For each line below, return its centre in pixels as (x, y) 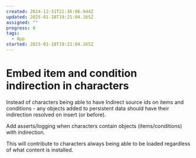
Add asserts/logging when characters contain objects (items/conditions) (94, 126)
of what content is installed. (40, 150)
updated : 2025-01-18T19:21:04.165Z (50, 17)
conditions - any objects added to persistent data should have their (88, 108)
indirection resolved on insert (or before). (56, 115)
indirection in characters (68, 86)
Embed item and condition (72, 73)
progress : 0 (21, 28)
